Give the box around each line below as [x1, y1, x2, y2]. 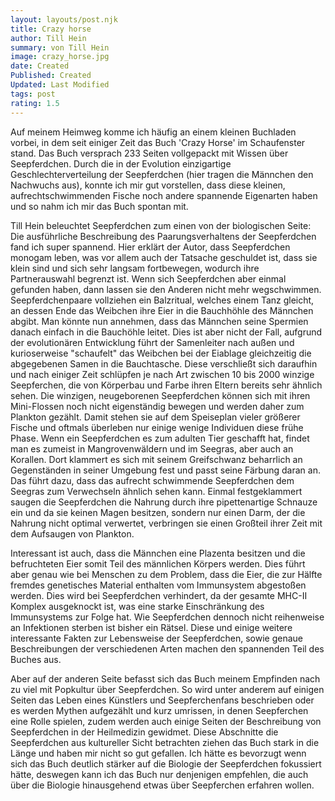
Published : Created [10, 71, 92, 81]
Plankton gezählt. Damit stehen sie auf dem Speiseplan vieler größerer [10, 411, 301, 423]
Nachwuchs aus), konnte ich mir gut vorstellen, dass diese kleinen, [10, 179, 286, 191]
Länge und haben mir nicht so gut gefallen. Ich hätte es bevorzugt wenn [10, 747, 307, 759]
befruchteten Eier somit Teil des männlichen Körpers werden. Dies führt [10, 557, 306, 570]
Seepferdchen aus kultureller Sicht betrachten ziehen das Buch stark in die [10, 736, 320, 748]
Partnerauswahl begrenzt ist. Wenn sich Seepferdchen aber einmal [10, 272, 287, 285]
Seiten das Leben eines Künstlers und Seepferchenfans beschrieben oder [10, 694, 315, 706]
